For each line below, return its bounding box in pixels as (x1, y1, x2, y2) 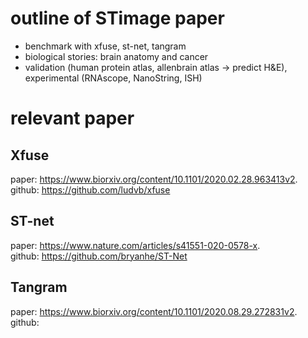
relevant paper (10, 107, 135, 130)
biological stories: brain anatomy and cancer (24, 50, 209, 62)
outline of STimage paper (10, 7, 225, 30)
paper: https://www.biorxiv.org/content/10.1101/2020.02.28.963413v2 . (10, 173, 298, 185)
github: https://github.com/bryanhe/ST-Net (10, 250, 188, 262)
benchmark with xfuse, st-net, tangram (24, 40, 187, 52)
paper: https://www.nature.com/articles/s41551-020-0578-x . (10, 239, 261, 251)
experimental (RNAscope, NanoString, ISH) (24, 72, 203, 84)
